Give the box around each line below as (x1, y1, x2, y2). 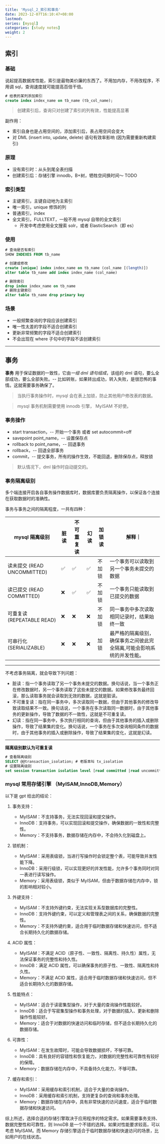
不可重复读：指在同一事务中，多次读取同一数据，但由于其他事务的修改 (12, 699, 155, 705)
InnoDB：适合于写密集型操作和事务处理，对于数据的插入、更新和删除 (19, 1008, 160, 1014)
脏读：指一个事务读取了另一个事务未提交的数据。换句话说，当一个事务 (12, 680, 155, 686)
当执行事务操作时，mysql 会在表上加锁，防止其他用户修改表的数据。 (17, 393, 156, 399)
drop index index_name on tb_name (5, 284, 76, 288)
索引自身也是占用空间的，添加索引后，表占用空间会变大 (12, 128, 124, 134)
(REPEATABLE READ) (7, 616, 56, 623)
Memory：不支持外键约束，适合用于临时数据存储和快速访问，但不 (19, 923, 153, 929)
